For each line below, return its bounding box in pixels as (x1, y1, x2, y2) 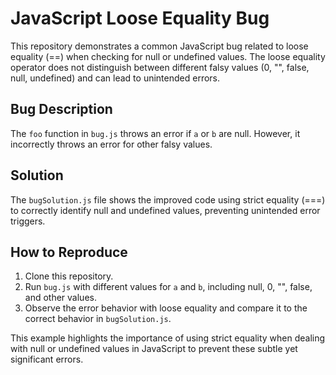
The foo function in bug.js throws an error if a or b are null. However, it (10, 127, 301, 139)
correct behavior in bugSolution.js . (24, 313, 172, 325)
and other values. (24, 292, 97, 304)
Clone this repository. (24, 270, 114, 282)
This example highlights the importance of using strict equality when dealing (10, 332, 326, 344)
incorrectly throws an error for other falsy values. (10, 138, 213, 150)
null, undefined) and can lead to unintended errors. (10, 72, 221, 84)
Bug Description (10, 101, 113, 118)
